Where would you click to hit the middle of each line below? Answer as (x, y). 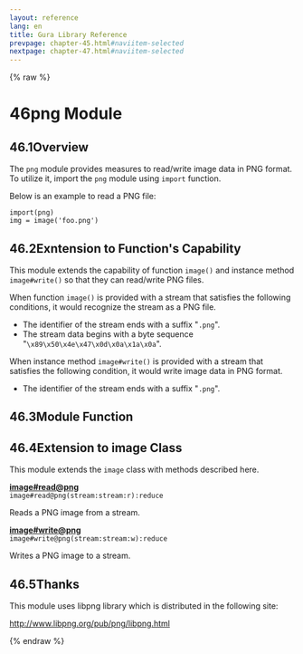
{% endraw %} (37, 640)
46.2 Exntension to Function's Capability (125, 249)
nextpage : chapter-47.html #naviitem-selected (96, 52)
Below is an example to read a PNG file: (83, 197)
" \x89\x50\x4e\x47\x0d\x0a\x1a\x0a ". (92, 343)
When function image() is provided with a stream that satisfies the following (150, 297)
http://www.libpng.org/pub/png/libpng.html (90, 623)
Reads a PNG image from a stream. (75, 513)
